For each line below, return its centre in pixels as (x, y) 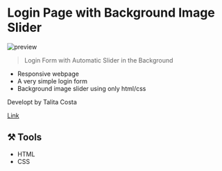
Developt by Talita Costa (42, 101)
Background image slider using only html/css (82, 88)
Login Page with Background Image (111, 13)
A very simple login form (52, 81)
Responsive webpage (48, 74)
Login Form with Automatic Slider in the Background (99, 60)
